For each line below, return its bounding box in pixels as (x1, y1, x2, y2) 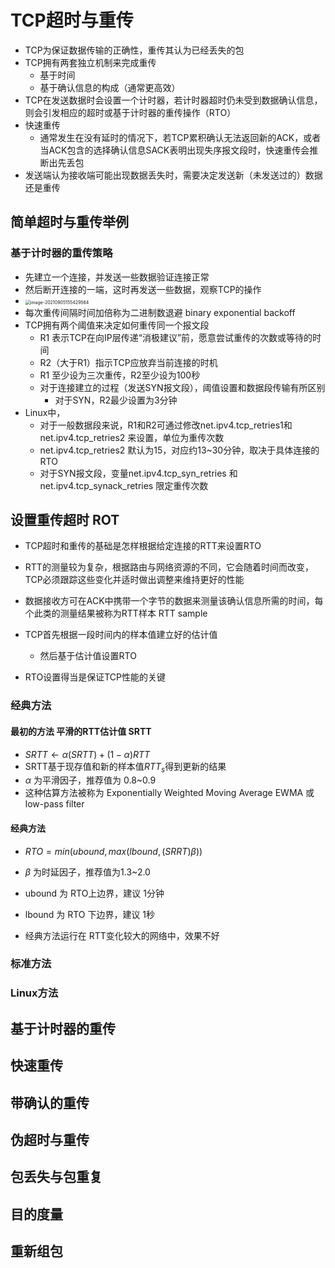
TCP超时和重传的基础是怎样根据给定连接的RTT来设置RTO (24, 540, 262, 552)
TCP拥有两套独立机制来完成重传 (24, 56, 157, 68)
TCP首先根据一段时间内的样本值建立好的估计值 (24, 629, 218, 641)
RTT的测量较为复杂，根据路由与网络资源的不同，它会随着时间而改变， (24, 561, 314, 573)
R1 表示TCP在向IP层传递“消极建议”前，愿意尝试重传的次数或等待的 (39, 331, 313, 343)
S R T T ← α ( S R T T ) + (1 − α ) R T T (24, 748, 151, 760)
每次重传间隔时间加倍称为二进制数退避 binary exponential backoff (24, 306, 296, 318)
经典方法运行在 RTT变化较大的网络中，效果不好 (24, 929, 220, 941)
